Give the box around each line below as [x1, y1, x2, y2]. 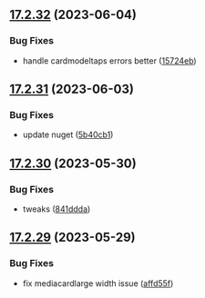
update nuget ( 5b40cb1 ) [22, 129, 114, 140]
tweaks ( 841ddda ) [22, 204, 91, 214]
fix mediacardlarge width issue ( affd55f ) [22, 277, 174, 289]
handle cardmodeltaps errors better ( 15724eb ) [22, 55, 198, 66]
